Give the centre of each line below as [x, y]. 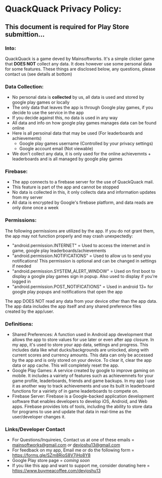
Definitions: [19, 324]
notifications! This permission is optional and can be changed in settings [84, 261]
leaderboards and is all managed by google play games [67, 159]
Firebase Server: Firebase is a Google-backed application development [83, 396]
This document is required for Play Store [67, 27]
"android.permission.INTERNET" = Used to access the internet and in [81, 245]
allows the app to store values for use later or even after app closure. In [83, 339]
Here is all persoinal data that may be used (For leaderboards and [77, 133]
